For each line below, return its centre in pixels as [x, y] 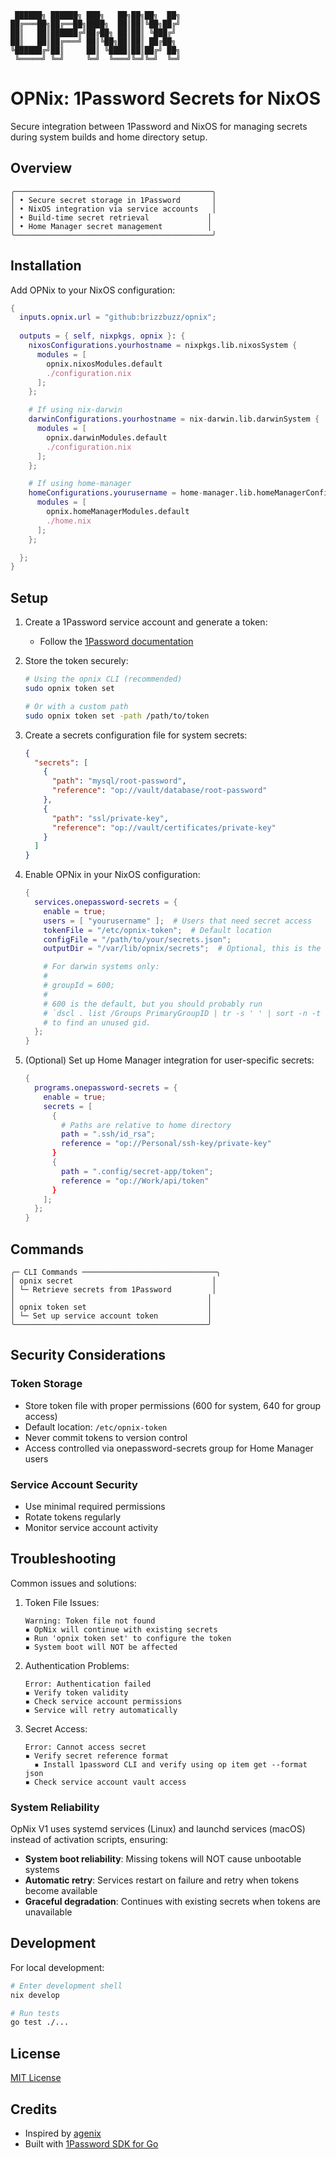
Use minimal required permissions [95, 1506]
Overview [41, 168]
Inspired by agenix [63, 2133]
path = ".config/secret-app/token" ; [137, 1171]
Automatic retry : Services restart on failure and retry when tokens [162, 1880]
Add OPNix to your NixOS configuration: [93, 290]
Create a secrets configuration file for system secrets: [136, 735]
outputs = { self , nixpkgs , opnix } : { [102, 336]
